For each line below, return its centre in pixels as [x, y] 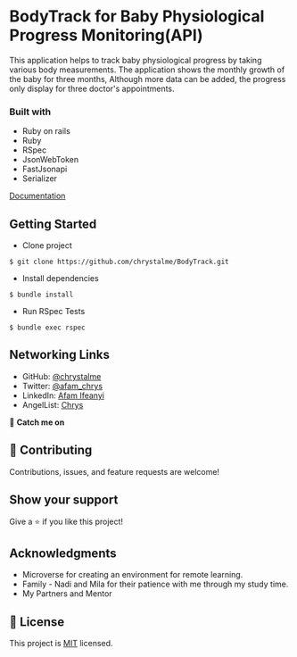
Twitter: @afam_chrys [62, 386]
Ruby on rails [46, 131]
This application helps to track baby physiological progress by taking [136, 60]
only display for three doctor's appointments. [92, 88]
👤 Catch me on [37, 422]
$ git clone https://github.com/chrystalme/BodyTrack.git [119, 262]
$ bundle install [41, 295]
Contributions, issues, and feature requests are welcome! [115, 471]
